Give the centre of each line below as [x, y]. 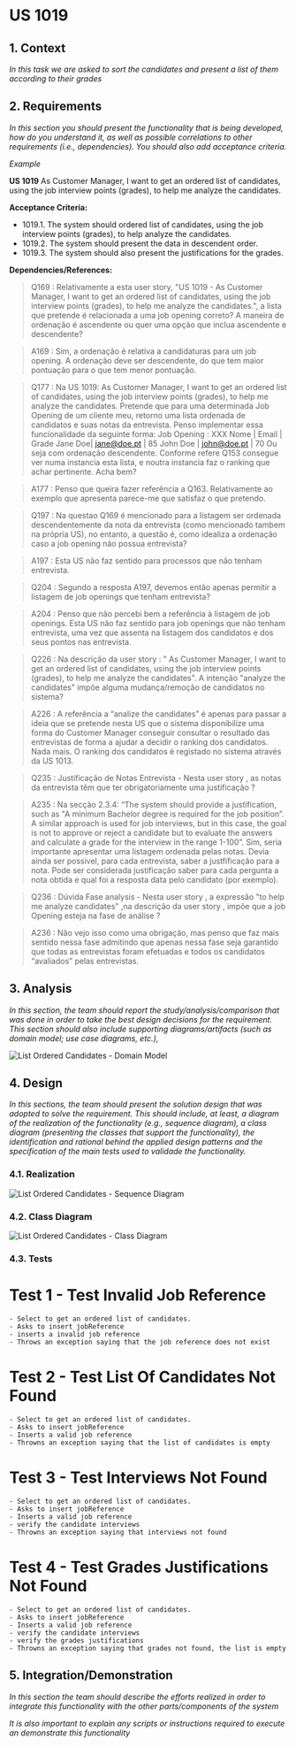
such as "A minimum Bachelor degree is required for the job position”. [157, 814]
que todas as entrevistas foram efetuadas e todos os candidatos [148, 951]
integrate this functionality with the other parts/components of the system [144, 1706]
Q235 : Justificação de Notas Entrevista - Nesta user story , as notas [156, 778]
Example [25, 164]
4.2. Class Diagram [51, 1216]
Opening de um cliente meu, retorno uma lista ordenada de [138, 415]
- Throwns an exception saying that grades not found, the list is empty [148, 1648]
